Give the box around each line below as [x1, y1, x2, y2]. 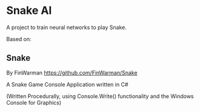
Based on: [6, 35, 32, 42]
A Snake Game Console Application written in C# [6, 81, 128, 88]
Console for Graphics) [6, 99, 62, 106]
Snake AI [6, 4, 52, 18]
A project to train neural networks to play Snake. [6, 24, 127, 31]
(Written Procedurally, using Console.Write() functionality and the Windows [6, 92, 194, 100]
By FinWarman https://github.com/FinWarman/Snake [6, 69, 138, 76]
